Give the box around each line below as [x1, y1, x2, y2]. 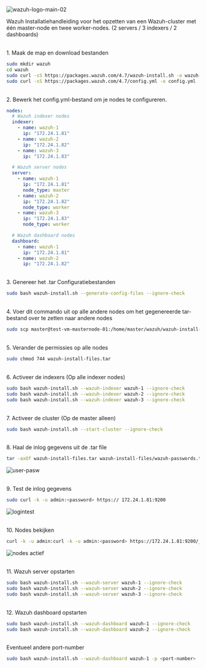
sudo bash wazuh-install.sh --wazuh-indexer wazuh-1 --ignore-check [6, 385, 185, 391]
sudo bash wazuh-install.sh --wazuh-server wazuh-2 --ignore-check [6, 585, 183, 591]
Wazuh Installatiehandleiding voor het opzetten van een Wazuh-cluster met [6, 18, 196, 25]
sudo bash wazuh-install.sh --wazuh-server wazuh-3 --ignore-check [6, 591, 183, 597]
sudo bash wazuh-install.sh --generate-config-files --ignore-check [6, 290, 185, 297]
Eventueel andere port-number [6, 644, 85, 651]
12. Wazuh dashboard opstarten [6, 608, 87, 616]
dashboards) [6, 31, 39, 38]
